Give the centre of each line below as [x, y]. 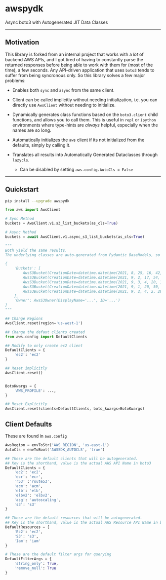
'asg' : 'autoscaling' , [37, 500]
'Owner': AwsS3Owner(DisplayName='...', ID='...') [67, 301]
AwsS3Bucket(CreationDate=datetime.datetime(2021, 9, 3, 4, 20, [90, 282]
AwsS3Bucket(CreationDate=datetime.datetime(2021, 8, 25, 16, [88, 273]
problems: [15, 80]
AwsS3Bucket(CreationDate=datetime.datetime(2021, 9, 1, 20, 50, [92, 287]
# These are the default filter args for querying [58, 554]
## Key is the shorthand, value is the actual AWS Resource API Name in [82, 523]
